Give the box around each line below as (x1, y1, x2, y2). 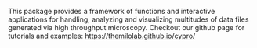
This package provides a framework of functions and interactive (8, 7, 215, 15)
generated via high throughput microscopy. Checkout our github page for (8, 23, 245, 32)
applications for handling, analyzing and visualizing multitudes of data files (8, 15, 249, 24)
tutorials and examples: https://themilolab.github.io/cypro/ (8, 31, 196, 40)
